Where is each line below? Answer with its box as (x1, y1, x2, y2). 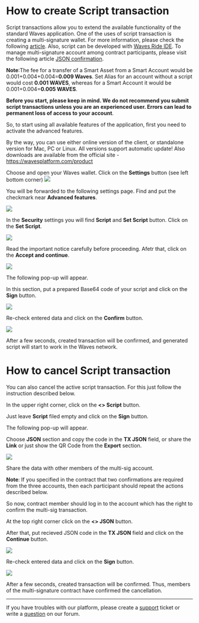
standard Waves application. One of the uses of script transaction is (6, 30, 172, 37)
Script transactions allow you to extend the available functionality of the (6, 24, 181, 31)
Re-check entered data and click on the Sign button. (6, 558, 134, 565)
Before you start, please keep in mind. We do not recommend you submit (6, 96, 190, 104)
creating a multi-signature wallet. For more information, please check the (6, 36, 184, 43)
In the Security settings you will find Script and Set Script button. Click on (6, 216, 188, 223)
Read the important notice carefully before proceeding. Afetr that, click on (6, 245, 187, 252)
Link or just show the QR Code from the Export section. (6, 442, 142, 449)
